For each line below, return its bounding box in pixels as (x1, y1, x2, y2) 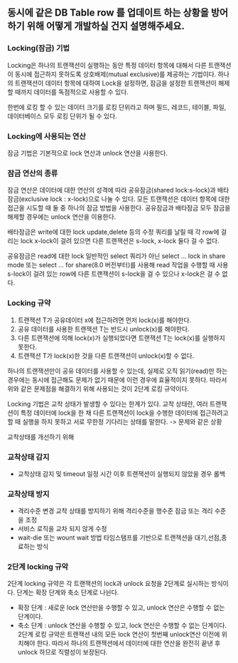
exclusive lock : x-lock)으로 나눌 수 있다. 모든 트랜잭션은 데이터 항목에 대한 (21, 195, 230, 203)
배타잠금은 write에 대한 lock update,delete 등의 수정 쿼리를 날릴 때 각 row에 (7, 227, 220, 237)
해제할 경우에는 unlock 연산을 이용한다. (7, 212, 117, 221)
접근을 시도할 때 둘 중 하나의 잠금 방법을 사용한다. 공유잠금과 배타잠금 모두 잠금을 (7, 204, 231, 212)
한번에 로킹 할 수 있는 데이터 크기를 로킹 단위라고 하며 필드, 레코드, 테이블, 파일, (7, 103, 227, 111)
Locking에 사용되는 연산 (7, 131, 87, 141)
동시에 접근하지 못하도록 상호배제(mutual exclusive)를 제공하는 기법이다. (14, 70, 217, 78)
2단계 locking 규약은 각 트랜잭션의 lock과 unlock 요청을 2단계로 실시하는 (7, 580, 210, 588)
